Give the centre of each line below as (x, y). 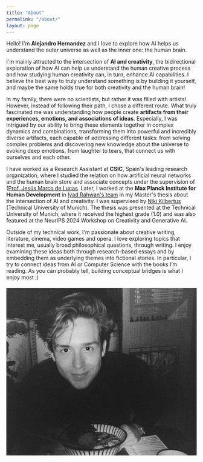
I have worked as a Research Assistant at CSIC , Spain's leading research (97, 169)
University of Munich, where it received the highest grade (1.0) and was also (101, 214)
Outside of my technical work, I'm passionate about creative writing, (91, 232)
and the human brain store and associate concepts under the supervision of (101, 182)
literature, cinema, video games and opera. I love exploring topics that (93, 239)
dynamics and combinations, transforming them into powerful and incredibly (101, 132)
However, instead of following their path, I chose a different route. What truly (101, 105)
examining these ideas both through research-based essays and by (90, 252)
